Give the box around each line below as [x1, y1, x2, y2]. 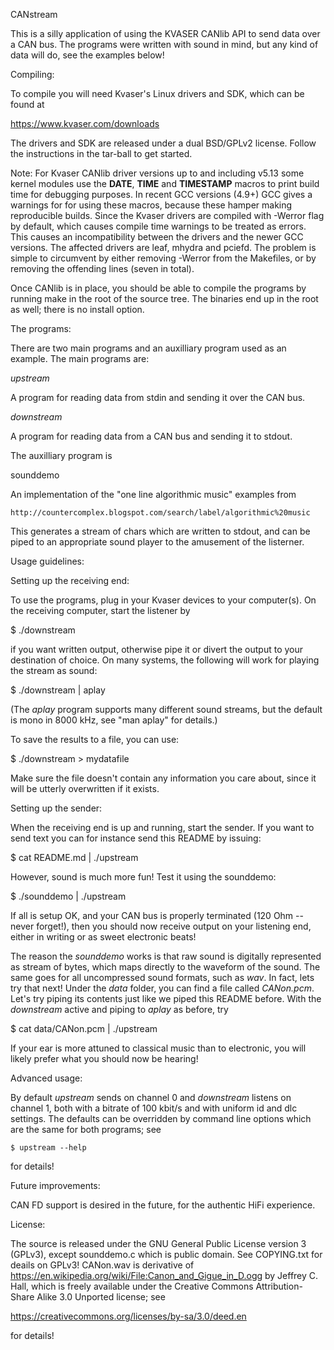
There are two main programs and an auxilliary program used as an [10, 342, 287, 354]
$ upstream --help [10, 1143, 87, 1153]
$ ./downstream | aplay [10, 684, 106, 696]
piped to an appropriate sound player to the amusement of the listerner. [10, 536, 305, 548]
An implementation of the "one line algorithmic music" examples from [10, 489, 297, 500]
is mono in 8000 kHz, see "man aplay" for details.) [10, 714, 218, 726]
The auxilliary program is [10, 450, 113, 461]
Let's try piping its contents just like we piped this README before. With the [10, 993, 322, 1004]
